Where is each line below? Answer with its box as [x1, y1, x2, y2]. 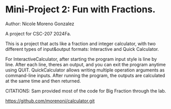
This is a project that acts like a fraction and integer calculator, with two [5, 40, 156, 47]
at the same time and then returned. [5, 78, 81, 84]
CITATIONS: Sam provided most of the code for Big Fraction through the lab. [5, 87, 166, 94]
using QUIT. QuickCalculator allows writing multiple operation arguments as [5, 67, 165, 73]
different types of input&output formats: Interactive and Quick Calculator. [5, 46, 159, 52]
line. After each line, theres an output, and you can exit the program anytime [5, 61, 166, 67]
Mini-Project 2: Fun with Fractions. [5, 4, 156, 15]
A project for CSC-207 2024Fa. [5, 30, 71, 37]
